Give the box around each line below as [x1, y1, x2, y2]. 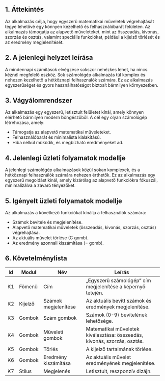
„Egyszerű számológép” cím [85, 277, 151, 284]
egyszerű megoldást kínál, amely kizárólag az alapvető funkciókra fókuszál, [5, 178, 158, 183]
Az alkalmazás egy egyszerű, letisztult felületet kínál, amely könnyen [5, 109, 144, 115]
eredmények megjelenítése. [85, 303, 150, 310]
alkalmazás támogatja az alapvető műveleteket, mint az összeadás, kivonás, [5, 28, 159, 35]
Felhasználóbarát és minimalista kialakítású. [12, 134, 101, 140]
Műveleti [43, 329, 64, 335]
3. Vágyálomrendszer [5, 97, 73, 105]
